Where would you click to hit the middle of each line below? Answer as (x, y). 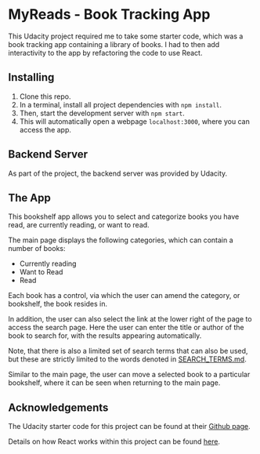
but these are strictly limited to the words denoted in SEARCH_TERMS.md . (127, 359)
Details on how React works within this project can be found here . (114, 441)
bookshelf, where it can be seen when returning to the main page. (114, 383)
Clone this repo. (45, 96)
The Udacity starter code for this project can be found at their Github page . (129, 427)
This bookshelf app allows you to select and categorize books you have (124, 216)
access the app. (45, 129)
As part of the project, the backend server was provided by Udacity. (118, 173)
